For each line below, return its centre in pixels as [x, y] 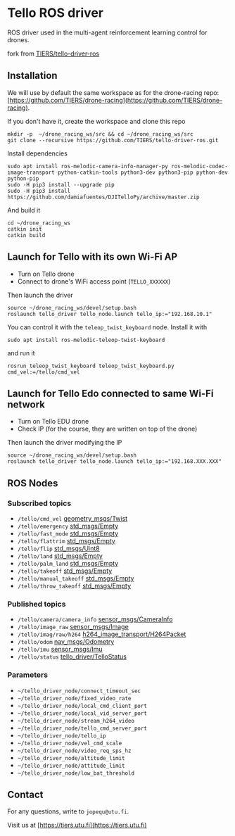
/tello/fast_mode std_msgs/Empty [68, 533]
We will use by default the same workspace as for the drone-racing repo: [113, 92]
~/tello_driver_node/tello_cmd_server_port [82, 728]
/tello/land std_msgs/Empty [60, 556]
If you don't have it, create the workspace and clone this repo [96, 121]
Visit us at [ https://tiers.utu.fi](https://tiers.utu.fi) [77, 825]
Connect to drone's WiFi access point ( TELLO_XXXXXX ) [94, 281]
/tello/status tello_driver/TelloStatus [72, 657]
